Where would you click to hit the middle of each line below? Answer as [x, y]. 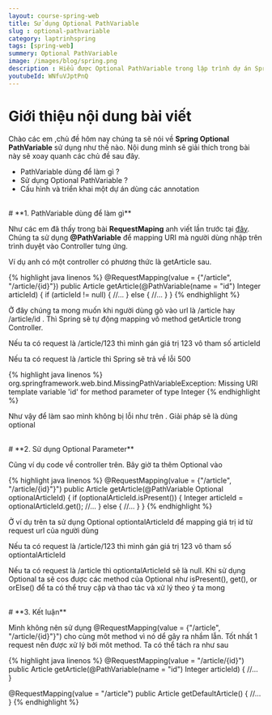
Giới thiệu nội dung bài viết [100, 116]
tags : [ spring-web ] [41, 46]
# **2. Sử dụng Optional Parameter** [71, 449]
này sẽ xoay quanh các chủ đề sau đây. [74, 155]
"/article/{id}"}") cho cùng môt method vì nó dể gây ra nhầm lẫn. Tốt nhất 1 [133, 636]
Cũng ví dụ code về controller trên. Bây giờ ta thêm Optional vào [115, 464]
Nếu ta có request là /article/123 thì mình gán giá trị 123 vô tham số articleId [134, 343]
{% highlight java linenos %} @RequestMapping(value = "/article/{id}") [126, 660]
